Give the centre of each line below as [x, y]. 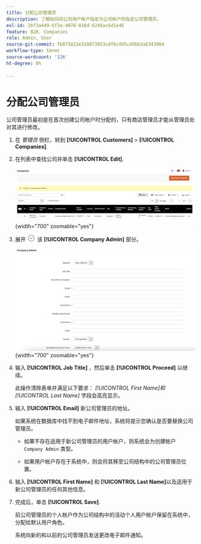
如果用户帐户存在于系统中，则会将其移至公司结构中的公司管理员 [102, 461]
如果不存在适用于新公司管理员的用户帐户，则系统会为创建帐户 [100, 441]
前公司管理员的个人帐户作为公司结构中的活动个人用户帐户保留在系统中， [104, 515]
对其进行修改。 [25, 127]
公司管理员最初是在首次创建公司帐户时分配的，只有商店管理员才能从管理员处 [100, 119]
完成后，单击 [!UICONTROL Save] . [57, 502]
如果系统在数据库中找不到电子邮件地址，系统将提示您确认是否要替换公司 [104, 421]
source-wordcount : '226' [37, 57]
